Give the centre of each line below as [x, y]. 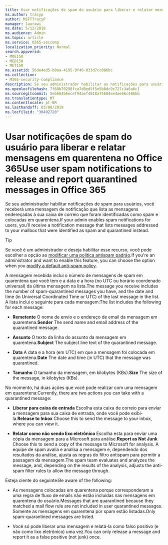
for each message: [24, 307]
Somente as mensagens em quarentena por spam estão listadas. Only [84, 511]
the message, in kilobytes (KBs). [45, 377]
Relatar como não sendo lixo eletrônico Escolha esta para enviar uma [85, 433]
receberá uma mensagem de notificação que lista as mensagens [72, 209]
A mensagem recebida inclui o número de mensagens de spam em [74, 275]
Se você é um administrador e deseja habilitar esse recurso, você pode [78, 249]
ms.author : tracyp [24, 14]
